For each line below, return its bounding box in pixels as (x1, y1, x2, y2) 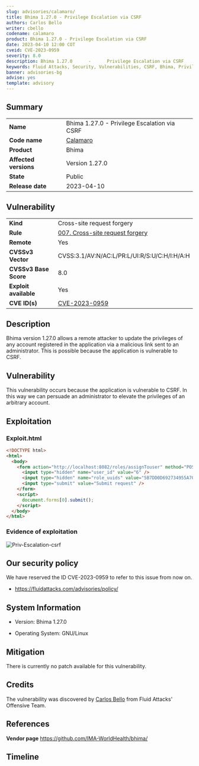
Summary (6, 102, 43, 113)
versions (9, 162, 34, 171)
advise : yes (6, 75, 36, 81)
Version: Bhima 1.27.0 (14, 618, 67, 626)
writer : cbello (6, 25, 44, 31)
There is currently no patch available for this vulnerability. (6, 663, 147, 670)
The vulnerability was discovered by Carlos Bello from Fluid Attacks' (6, 696, 173, 703)
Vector (9, 255, 28, 264)
